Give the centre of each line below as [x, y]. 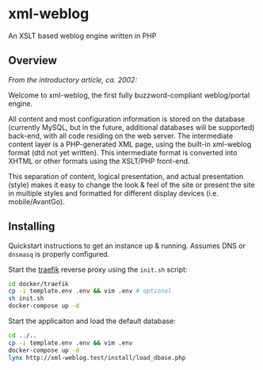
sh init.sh [26, 299]
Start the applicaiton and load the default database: [92, 321]
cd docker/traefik [38, 284]
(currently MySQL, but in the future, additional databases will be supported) [131, 127]
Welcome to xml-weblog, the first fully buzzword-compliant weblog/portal [129, 95]
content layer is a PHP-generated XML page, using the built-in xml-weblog [130, 144]
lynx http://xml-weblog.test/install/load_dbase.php [97, 357]
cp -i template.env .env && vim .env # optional [90, 291]
